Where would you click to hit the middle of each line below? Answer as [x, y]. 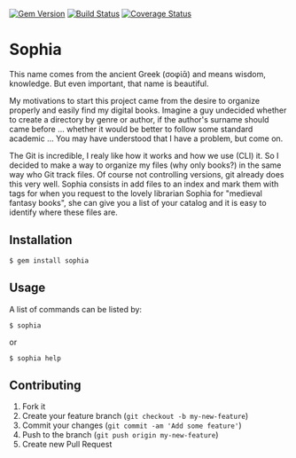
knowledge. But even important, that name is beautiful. [109, 83]
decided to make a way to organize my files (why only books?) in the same [145, 165]
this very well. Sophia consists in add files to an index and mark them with [144, 184]
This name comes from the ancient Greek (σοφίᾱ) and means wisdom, [137, 74]
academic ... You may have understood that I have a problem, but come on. [146, 138]
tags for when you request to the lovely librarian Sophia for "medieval [136, 193]
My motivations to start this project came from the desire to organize [134, 100]
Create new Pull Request [67, 445]
